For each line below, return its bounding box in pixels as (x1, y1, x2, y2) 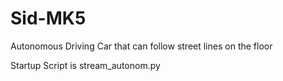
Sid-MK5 (10, 7, 87, 30)
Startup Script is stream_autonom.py (10, 59, 161, 71)
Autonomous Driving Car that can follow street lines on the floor (10, 40, 273, 52)
